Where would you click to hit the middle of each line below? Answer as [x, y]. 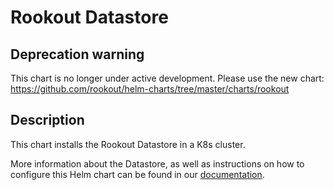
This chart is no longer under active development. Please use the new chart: [167, 78]
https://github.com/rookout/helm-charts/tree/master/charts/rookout [150, 89]
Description [47, 120]
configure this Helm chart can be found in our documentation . [137, 174]
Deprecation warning [77, 54]
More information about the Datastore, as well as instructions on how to [157, 163]
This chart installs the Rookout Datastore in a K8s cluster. [128, 144]
